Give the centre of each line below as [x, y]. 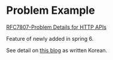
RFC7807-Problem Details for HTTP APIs [56, 27]
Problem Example [51, 10]
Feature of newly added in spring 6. [50, 38]
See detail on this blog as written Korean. [57, 50]
